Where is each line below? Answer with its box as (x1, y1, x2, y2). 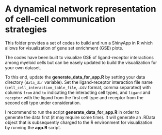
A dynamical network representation (5, 3, 156, 15)
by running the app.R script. (5, 124, 62, 130)
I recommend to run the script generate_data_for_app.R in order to (5, 109, 139, 115)
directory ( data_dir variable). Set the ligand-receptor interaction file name (5, 79, 153, 85)
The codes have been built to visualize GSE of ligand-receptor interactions (5, 54, 154, 60)
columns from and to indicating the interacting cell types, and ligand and (5, 90, 150, 95)
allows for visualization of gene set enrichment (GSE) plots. (5, 45, 124, 51)
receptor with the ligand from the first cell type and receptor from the (5, 94, 144, 100)
